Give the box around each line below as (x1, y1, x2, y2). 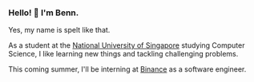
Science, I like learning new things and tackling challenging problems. (8, 49, 239, 59)
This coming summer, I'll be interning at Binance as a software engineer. (8, 64, 247, 74)
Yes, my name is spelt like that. (8, 25, 111, 35)
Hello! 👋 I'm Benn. (8, 7, 79, 18)
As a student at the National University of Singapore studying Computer (8, 41, 245, 50)
